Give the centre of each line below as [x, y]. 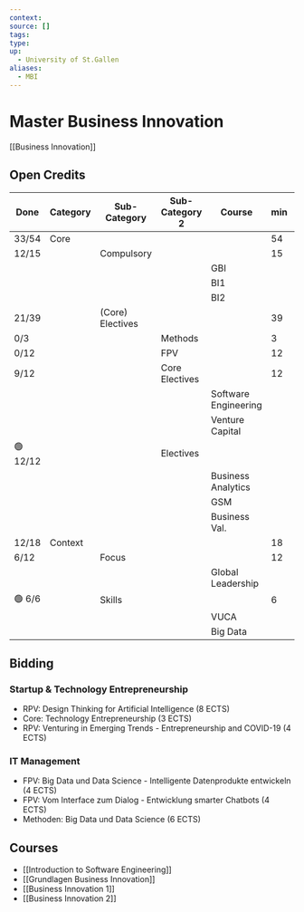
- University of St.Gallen [68, 60]
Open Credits [47, 175]
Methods [180, 338]
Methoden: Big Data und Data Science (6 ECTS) [112, 820]
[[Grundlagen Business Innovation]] [89, 879]
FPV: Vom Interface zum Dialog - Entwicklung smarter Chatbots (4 [146, 800]
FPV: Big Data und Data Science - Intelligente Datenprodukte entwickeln [157, 781]
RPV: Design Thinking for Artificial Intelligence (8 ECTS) [126, 709]
